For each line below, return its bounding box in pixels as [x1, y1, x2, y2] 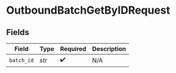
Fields [6, 27, 30, 37]
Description [92, 45, 126, 53]
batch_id [9, 57, 34, 64]
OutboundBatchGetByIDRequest [6, 4, 171, 17]
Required [60, 45, 87, 53]
